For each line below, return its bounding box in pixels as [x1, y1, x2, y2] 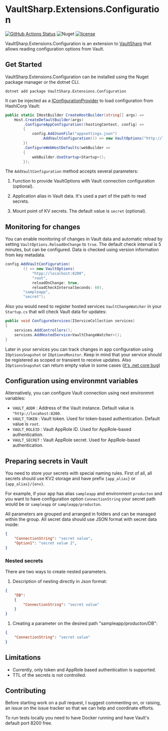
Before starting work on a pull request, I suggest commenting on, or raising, [5, 700, 161, 706]
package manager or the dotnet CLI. [5, 79, 80, 85]
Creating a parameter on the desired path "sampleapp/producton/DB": [12, 621, 158, 627]
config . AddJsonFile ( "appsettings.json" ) [31, 131, 117, 136]
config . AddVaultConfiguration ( [5, 262, 70, 267]
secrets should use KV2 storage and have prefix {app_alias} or [5, 476, 136, 482]
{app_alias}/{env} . [5, 481, 45, 487]
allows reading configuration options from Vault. [5, 46, 104, 52]
